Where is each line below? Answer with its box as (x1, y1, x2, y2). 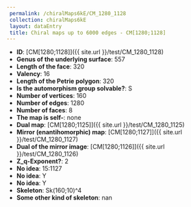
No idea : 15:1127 (16, 165, 62, 173)
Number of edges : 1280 (16, 99, 85, 107)
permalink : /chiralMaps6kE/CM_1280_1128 (9, 10, 127, 17)
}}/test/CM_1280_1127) (16, 135, 79, 144)
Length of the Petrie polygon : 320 (16, 77, 114, 86)
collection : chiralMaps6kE (9, 16, 87, 23)
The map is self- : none (16, 114, 81, 122)
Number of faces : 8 (16, 106, 73, 114)
